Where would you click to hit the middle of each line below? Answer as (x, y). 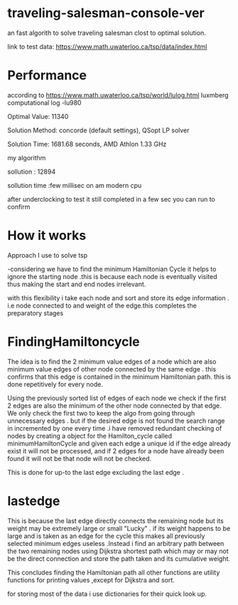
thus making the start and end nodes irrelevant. (77, 284)
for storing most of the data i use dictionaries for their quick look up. (107, 594)
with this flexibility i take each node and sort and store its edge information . (118, 298)
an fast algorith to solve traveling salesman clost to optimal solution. (107, 33)
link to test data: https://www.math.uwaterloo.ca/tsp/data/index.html (107, 46)
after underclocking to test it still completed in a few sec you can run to (111, 199)
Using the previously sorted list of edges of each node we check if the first (117, 398)
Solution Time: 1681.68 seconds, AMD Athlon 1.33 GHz (87, 144)
